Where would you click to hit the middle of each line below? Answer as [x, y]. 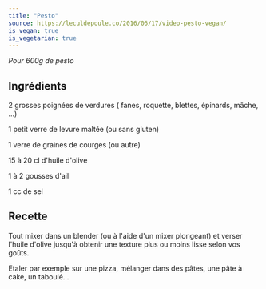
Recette [28, 217]
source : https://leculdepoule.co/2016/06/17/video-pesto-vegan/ [117, 23]
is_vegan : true [34, 30]
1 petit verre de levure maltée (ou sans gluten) [84, 130]
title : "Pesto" [34, 16]
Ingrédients [38, 86]
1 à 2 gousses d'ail [39, 176]
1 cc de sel [26, 191]
